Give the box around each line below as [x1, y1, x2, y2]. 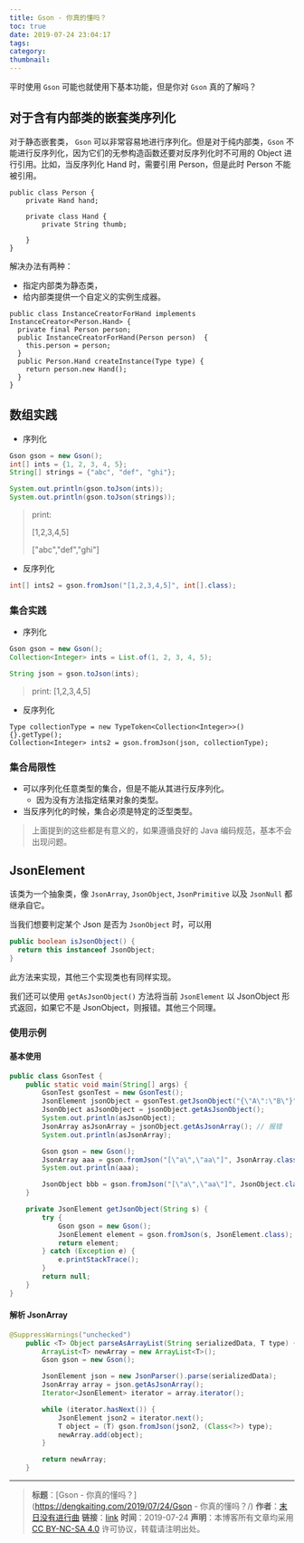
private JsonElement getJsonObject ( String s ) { [25, 1205, 208, 1214]
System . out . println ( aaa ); [42, 1164, 140, 1173]
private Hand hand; [25, 196, 100, 205]
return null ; [42, 1272, 91, 1281]
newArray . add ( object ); [57, 1430, 144, 1440]
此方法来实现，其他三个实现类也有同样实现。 [9, 971, 176, 982]
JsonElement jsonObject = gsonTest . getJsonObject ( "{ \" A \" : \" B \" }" [42, 1097, 298, 1106]
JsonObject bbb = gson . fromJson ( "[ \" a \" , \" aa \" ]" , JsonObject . [42, 1180, 285, 1189]
